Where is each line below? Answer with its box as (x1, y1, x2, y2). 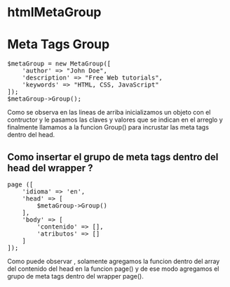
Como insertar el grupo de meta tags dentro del (7, 151, 219, 162)
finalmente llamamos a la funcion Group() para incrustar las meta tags (7, 123, 209, 132)
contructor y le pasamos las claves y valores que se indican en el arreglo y (7, 115, 223, 124)
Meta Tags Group (7, 37, 110, 53)
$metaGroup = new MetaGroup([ (7, 60, 111, 68)
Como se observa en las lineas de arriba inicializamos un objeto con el (7, 108, 211, 117)
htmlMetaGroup (7, 4, 102, 20)
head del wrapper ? (7, 162, 93, 174)
